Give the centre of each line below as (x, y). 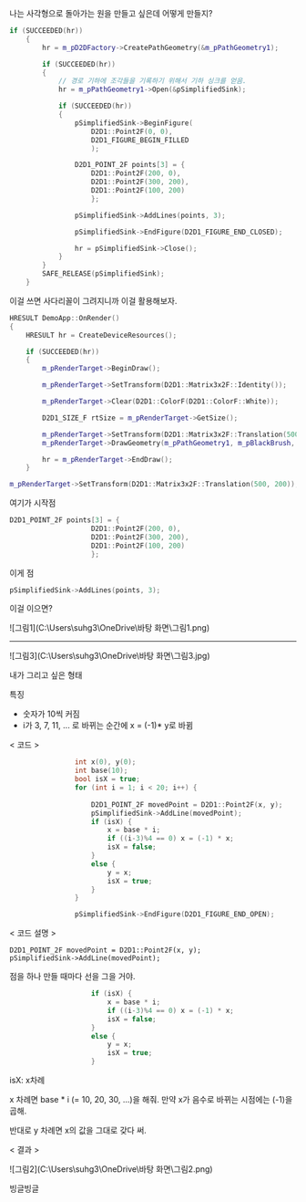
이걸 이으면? (31, 609)
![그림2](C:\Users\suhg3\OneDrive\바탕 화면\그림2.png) (111, 1169)
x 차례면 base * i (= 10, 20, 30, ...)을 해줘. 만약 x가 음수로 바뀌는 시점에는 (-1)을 (151, 1099)
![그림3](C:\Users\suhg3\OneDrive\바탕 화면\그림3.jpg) (110, 656)
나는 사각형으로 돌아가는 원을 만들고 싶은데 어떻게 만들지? (111, 13)
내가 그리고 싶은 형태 (46, 675)
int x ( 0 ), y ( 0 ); (105, 762)
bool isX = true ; (107, 779)
